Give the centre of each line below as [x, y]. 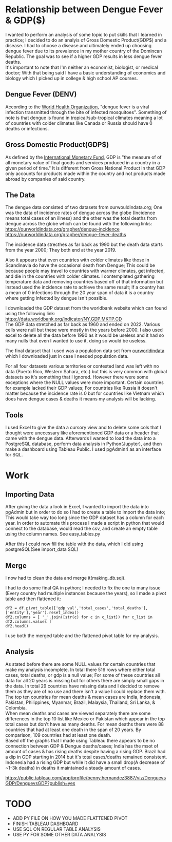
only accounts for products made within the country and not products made [85, 174]
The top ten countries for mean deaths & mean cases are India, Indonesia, [83, 697]
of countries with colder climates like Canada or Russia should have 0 [79, 123]
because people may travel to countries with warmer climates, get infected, [85, 271]
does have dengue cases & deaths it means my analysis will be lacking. [81, 399]
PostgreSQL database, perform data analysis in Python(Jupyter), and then [84, 444]
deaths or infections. [27, 128]
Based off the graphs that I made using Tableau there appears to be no [80, 740]
